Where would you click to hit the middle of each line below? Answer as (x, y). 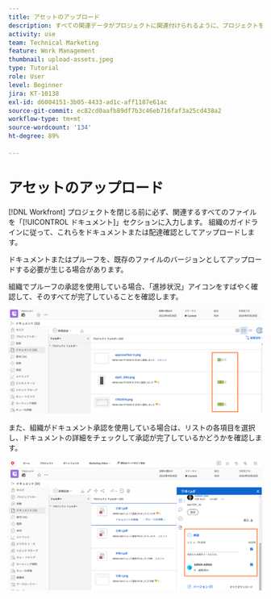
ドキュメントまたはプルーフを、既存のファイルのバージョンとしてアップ (128, 259)
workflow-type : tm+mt (45, 119)
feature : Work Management (52, 51)
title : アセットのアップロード (54, 17)
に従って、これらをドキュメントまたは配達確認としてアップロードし (135, 232)
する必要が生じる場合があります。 (71, 269)
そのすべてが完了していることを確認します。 (109, 296)
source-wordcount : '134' (50, 128)
